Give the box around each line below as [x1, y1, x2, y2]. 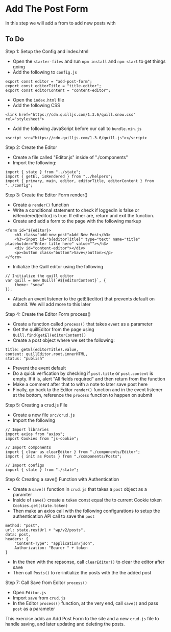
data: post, [5, 532, 31, 537]
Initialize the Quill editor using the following [12, 263, 104, 269]
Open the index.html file [12, 96, 65, 103]
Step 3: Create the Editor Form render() [5, 192, 88, 198]
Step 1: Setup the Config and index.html [5, 48, 89, 54]
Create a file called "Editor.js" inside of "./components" [12, 154, 129, 160]
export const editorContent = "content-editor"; [5, 88, 111, 93]
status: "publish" [5, 356, 44, 361]
